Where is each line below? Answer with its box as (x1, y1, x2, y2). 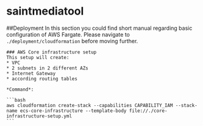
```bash (6, 97, 26, 103)
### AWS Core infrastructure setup (6, 49, 97, 55)
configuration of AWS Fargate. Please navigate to (6, 30, 130, 38)
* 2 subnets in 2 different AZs (6, 65, 88, 71)
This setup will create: (6, 54, 69, 60)
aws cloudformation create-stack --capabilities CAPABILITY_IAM (6, 102, 173, 108)
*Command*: (6, 86, 34, 93)
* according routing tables (6, 75, 78, 82)
